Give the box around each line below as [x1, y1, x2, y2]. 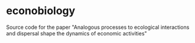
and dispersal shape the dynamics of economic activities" [6, 29, 147, 37]
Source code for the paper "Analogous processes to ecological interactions [6, 24, 190, 31]
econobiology [6, 4, 76, 18]
